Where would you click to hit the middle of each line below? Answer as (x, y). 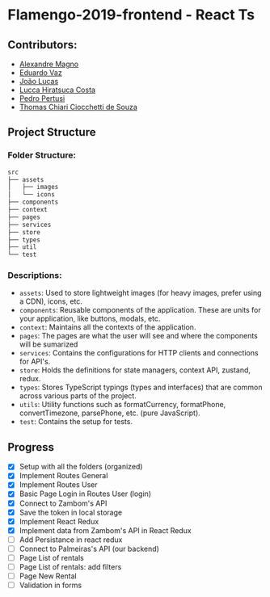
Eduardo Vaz (40, 73)
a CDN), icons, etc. (51, 301)
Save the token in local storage (71, 512)
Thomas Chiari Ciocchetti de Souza (78, 107)
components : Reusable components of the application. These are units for (140, 310)
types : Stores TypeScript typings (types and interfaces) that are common (141, 387)
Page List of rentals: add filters (70, 566)
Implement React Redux (59, 521)
